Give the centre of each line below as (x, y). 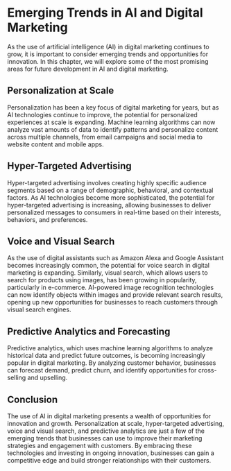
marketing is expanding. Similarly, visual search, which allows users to (108, 273)
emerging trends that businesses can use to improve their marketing (105, 438)
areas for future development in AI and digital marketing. (88, 69)
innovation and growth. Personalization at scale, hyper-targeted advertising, (116, 423)
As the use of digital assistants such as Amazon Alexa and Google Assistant (115, 258)
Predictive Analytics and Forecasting (89, 331)
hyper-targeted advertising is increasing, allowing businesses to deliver (109, 205)
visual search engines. (39, 309)
